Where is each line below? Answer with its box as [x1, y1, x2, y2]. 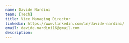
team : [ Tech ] [5, 12, 33, 17]
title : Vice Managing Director [5, 16, 71, 21]
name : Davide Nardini [5, 7, 51, 12]
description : [5, 30, 33, 35]
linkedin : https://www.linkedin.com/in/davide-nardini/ [5, 21, 124, 26]
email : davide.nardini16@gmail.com [5, 26, 80, 31]
